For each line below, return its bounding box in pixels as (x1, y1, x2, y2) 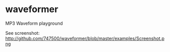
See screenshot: (5, 30, 40, 36)
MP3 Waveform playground (5, 20, 63, 26)
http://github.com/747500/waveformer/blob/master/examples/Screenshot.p (5, 35, 165, 41)
